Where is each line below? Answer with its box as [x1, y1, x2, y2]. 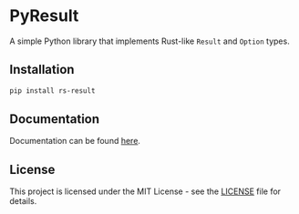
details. [9, 196, 37, 207]
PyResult [9, 5, 79, 26]
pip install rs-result [9, 86, 96, 96]
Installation [9, 62, 75, 77]
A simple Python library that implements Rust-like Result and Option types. [9, 36, 290, 46]
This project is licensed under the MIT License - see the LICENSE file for [9, 186, 281, 197]
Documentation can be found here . [9, 136, 141, 147]
